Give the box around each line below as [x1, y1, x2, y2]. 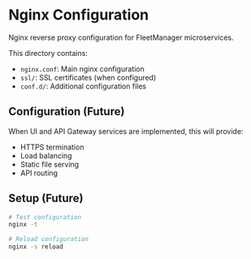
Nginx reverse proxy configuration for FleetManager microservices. [8, 32, 234, 42]
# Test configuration [8, 213, 82, 221]
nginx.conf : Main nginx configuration [19, 63, 145, 74]
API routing [19, 168, 58, 178]
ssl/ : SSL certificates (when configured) [19, 72, 157, 82]
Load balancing [19, 150, 72, 160]
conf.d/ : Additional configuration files [19, 81, 147, 91]
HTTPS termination [19, 142, 84, 152]
